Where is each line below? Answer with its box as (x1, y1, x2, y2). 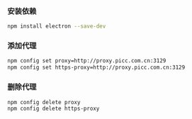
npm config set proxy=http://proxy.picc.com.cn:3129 (7, 57, 166, 64)
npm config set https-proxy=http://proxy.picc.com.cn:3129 (7, 64, 186, 72)
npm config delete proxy (7, 98, 81, 106)
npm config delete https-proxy (7, 105, 100, 113)
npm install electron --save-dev (7, 23, 106, 30)
